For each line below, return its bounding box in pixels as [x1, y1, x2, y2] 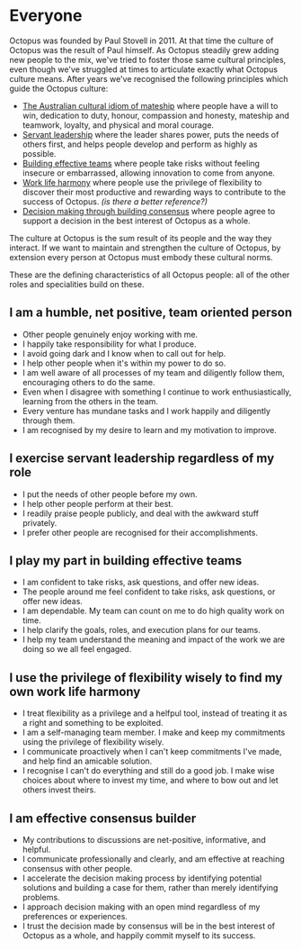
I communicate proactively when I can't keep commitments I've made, [22, 746, 282, 757]
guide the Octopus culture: [9, 83, 109, 94]
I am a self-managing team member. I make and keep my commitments [22, 727, 286, 738]
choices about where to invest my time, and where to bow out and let [22, 775, 279, 786]
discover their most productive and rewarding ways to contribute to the [22, 186, 286, 197]
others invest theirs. [22, 784, 97, 795]
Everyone [9, 5, 83, 26]
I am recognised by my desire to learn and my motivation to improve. [22, 424, 277, 435]
